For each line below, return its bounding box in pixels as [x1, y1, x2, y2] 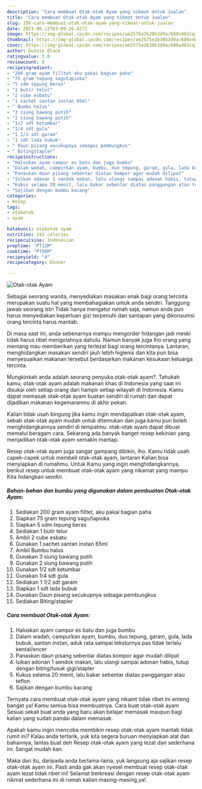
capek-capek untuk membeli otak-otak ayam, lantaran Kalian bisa [7, 454, 168, 461]
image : [7, 31, 23, 37]
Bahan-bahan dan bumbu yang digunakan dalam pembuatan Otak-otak [7, 487, 191, 494]
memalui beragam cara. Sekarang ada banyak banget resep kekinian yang [7, 430, 191, 437]
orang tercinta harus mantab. [7, 319, 79, 326]
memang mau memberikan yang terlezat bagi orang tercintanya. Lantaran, [7, 343, 190, 350]
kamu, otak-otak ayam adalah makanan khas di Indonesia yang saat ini [7, 380, 182, 387]
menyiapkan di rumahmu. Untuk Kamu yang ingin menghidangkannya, [7, 460, 180, 468]
